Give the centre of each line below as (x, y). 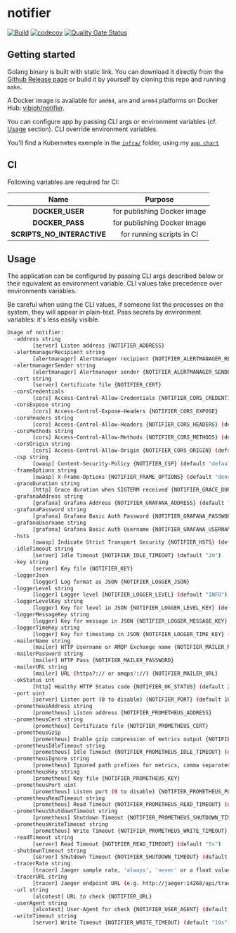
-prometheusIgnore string (52, 759)
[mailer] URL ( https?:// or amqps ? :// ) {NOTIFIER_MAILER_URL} (125, 673)
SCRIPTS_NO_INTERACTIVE (59, 234)
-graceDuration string (47, 483)
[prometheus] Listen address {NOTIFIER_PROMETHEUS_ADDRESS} (122, 713)
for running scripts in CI (159, 234)
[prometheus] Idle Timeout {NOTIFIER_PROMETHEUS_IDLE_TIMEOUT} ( (130, 752)
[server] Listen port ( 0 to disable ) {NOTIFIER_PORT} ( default (127, 700)
